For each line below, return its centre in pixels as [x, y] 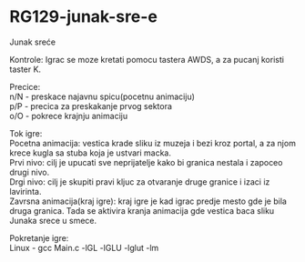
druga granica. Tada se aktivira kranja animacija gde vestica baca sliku [142, 210]
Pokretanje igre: [39, 237]
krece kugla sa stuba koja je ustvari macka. [90, 153]
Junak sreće [33, 42]
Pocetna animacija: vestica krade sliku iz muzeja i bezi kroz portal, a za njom [152, 143]
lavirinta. [25, 191]
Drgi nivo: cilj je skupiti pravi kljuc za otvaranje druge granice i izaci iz [140, 181]
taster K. [25, 69]
